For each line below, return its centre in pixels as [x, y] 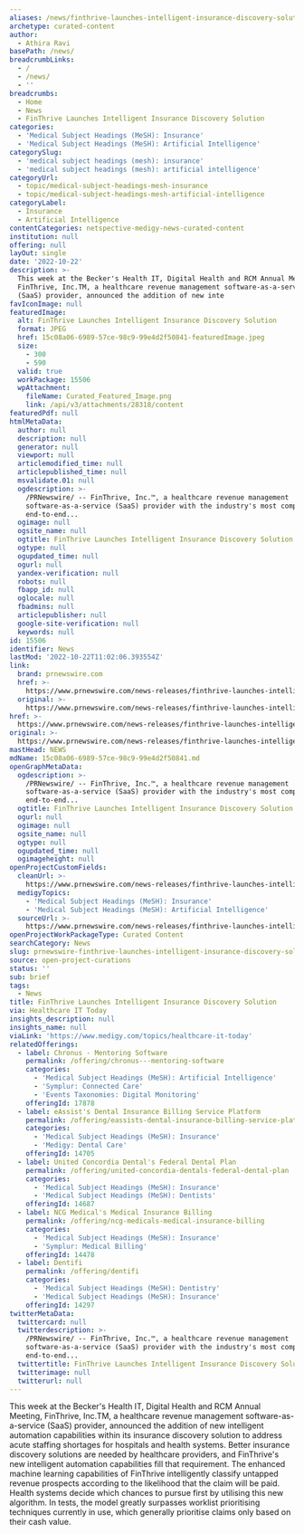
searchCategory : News [50, 943]
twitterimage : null [54, 1372]
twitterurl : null [50, 1381]
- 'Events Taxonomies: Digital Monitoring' [117, 1095]
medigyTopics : [44, 892]
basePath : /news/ [42, 52]
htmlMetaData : [36, 422]
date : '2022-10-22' [46, 262]
